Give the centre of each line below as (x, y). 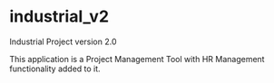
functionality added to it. (55, 69)
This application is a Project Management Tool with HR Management (137, 59)
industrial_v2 (59, 17)
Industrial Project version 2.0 (63, 41)
